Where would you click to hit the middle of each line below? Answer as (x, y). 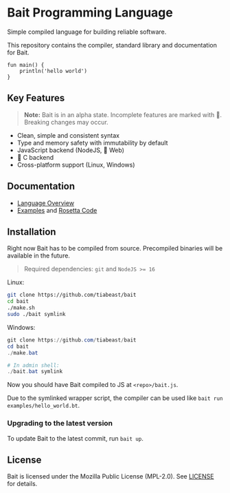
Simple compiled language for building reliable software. (87, 32)
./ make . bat (23, 353)
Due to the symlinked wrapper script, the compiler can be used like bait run (115, 398)
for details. (22, 484)
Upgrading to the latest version (60, 423)
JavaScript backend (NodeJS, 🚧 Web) (71, 150)
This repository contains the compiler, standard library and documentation (112, 45)
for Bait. (18, 52)
